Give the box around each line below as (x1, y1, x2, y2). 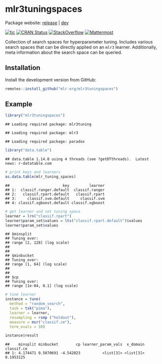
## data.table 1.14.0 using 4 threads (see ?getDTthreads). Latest (5, 157, 149, 162)
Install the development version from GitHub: (5, 76, 96, 82)
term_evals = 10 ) (9, 324, 45, 329)
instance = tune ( (5, 297, 41, 302)
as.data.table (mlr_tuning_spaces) (5, 174, 77, 180)
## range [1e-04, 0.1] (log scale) (5, 284, 79, 289)
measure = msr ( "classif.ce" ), (9, 320, 72, 325)
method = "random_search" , (9, 301, 65, 306)
